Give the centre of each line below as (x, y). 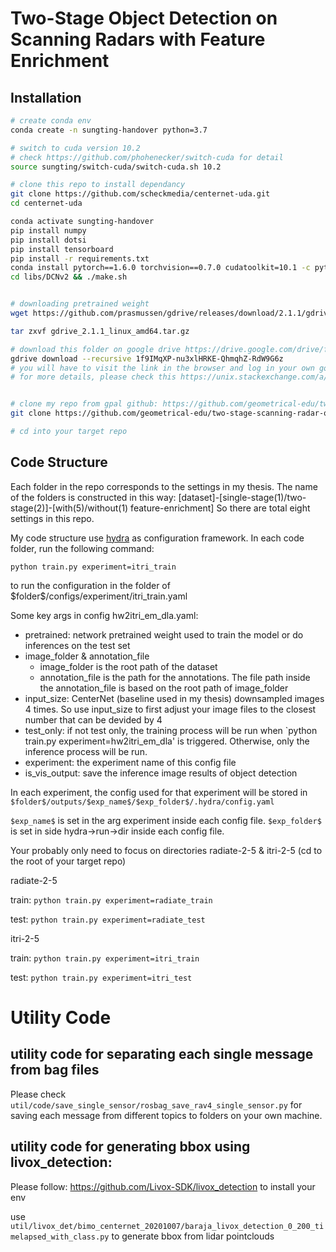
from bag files (55, 1070)
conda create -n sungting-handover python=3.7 (109, 130)
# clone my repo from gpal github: (84, 404)
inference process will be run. (86, 751)
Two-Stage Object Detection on (144, 18)
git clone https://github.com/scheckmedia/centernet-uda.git (140, 194)
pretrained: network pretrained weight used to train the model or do (164, 634)
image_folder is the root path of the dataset (128, 666)
